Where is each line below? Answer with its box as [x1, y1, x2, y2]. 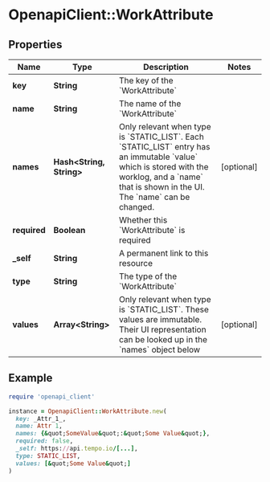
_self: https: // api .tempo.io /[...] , [15, 444, 138, 453]
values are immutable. [119, 314, 202, 325]
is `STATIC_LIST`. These [119, 304, 209, 315]
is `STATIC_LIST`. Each [119, 131, 205, 142]
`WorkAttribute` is [119, 225, 186, 235]
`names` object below [119, 344, 201, 355]
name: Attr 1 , [15, 422, 63, 431]
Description [143, 62, 189, 72]
